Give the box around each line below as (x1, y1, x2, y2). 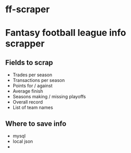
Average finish (12, 88, 43, 94)
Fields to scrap (5, 58, 54, 67)
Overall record (12, 99, 43, 105)
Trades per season (12, 72, 53, 78)
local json (12, 138, 33, 144)
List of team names (12, 104, 54, 111)
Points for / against (12, 83, 53, 89)
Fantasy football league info (5, 27, 126, 39)
